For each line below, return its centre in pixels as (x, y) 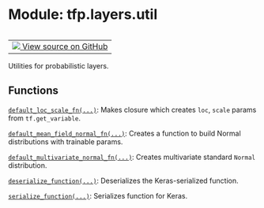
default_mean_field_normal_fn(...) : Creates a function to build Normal (124, 133)
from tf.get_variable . (45, 118)
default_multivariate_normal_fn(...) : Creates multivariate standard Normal (132, 157)
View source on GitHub (65, 46)
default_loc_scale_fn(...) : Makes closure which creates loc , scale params (132, 110)
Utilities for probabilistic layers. (58, 65)
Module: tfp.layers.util (83, 15)
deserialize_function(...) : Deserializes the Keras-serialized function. (123, 180)
